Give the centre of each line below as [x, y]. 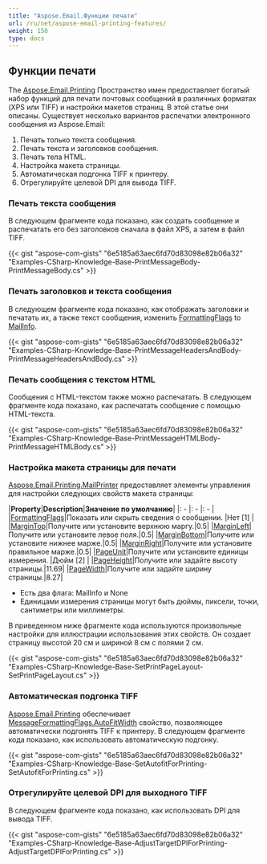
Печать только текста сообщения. [78, 140]
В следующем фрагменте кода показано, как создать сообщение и [124, 221]
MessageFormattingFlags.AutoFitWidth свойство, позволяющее [115, 722]
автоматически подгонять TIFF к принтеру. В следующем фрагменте [127, 731]
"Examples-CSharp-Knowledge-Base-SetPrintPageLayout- [106, 667]
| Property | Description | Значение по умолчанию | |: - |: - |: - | [111, 509]
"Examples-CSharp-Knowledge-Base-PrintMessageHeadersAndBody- [125, 350]
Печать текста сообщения [62, 203]
